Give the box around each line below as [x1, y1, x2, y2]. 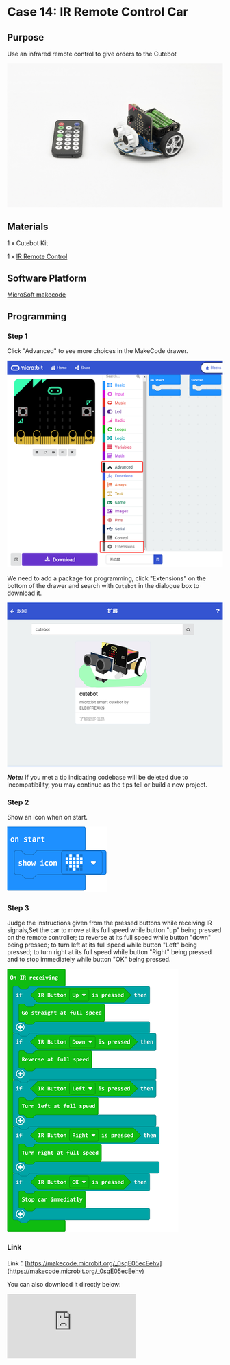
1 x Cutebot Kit [7, 239, 49, 247]
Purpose [7, 32, 44, 43]
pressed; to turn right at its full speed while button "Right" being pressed [7, 948, 212, 956]
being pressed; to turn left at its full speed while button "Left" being [7, 940, 197, 949]
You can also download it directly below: [7, 1280, 121, 1288]
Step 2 [7, 798, 29, 807]
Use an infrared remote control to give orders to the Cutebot [7, 49, 177, 58]
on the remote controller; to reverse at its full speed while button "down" [7, 934, 212, 942]
